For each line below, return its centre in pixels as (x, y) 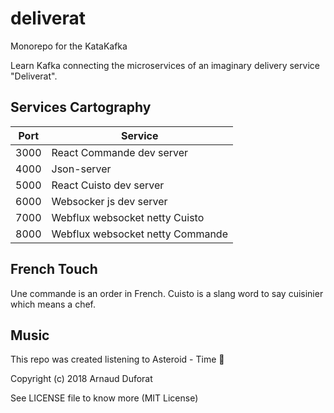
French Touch (54, 269)
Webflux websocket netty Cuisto (128, 217)
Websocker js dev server (109, 201)
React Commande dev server (120, 152)
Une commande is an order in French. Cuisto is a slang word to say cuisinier (167, 293)
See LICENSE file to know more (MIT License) (104, 398)
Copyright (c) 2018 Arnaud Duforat (81, 379)
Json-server (81, 169)
